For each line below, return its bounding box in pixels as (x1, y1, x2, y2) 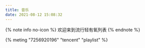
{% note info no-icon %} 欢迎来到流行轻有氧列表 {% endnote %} (5, 26, 140, 33)
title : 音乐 (5, 7, 29, 13)
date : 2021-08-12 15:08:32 (5, 12, 63, 17)
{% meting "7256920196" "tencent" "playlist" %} (5, 36, 108, 43)
